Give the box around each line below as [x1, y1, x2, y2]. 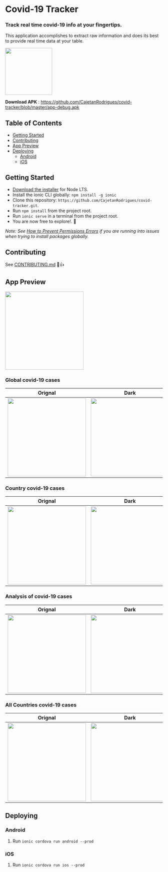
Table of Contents [5, 119, 62, 127]
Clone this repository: [12, 197, 57, 203]
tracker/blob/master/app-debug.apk [5, 104, 79, 111]
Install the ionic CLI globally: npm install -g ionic [12, 192, 116, 198]
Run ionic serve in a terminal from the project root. [12, 213, 118, 219]
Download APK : [5, 99, 40, 105]
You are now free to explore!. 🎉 [12, 219, 76, 225]
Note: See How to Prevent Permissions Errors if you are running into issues [5, 228, 159, 234]
